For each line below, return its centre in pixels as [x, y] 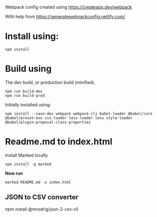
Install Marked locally [26, 155]
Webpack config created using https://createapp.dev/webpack [69, 7]
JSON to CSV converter [42, 197]
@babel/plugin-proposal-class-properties [48, 122]
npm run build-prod [25, 96]
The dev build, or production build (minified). [50, 82]
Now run [14, 173]
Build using [28, 69]
